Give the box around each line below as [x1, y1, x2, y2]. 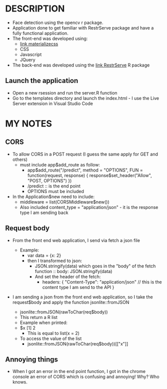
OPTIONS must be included [27, 188, 84, 194]
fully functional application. [12, 30, 68, 36]
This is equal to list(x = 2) [27, 330, 80, 336]
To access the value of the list [19, 335, 82, 341]
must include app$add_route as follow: [19, 161, 100, 167]
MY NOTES [5, 118, 52, 129]
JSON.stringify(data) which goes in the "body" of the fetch [34, 263, 156, 269]
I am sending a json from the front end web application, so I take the [12, 293, 153, 300]
